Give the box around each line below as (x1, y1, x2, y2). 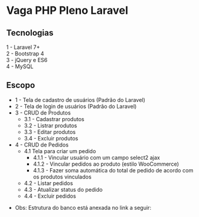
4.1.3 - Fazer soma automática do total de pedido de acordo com (33, 166, 194, 174)
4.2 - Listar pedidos (24, 179, 74, 187)
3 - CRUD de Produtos (14, 109, 71, 116)
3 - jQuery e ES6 (6, 57, 48, 63)
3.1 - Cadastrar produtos (24, 115, 84, 122)
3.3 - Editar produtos (24, 128, 76, 136)
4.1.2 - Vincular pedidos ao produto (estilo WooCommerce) (33, 160, 179, 168)
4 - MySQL (6, 63, 34, 70)
